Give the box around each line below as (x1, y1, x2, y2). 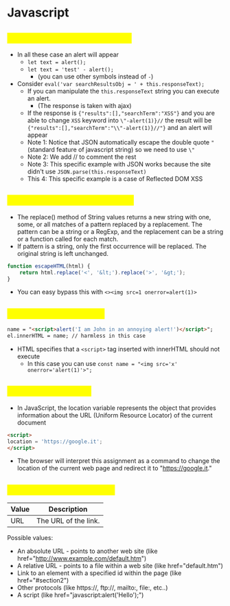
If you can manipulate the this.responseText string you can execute (27, 87, 220, 95)
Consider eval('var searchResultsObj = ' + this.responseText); (16, 80, 205, 87)
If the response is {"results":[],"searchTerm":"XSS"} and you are (27, 109, 215, 117)
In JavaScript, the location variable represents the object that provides (16, 404, 216, 412)
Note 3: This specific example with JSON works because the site (27, 160, 211, 168)
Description (48, 504, 88, 514)
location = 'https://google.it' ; (7, 438, 103, 445)
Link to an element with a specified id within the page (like (16, 569, 182, 577)
